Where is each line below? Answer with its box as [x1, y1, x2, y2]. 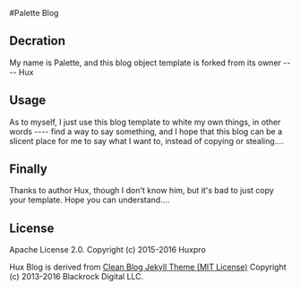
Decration [9, 33, 65, 48]
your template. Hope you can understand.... [9, 194, 170, 205]
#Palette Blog [9, 8, 59, 18]
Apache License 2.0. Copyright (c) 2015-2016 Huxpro [9, 244, 206, 255]
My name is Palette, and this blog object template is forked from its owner [9, 57, 282, 68]
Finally [9, 161, 47, 177]
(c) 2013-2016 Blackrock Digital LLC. [9, 271, 144, 282]
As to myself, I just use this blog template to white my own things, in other [9, 116, 281, 127]
